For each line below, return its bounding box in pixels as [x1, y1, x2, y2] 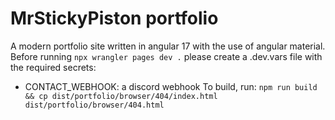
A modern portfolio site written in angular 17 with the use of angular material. [10, 40, 326, 52]
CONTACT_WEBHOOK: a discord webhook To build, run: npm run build [24, 80, 318, 92]
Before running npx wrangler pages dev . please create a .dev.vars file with [10, 50, 323, 62]
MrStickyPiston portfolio [10, 7, 219, 30]
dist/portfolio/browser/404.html [24, 100, 165, 110]
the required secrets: [10, 61, 97, 73]
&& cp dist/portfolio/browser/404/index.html [24, 91, 218, 101]
